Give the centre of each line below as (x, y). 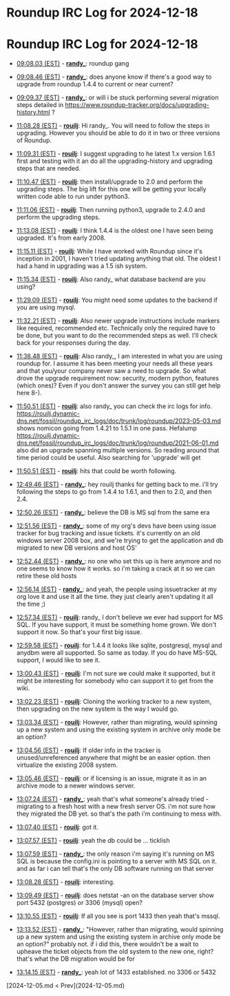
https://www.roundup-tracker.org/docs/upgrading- (137, 105)
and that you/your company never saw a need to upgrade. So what (111, 371)
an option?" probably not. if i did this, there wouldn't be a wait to (107, 944)
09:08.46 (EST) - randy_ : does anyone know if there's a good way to (114, 77)
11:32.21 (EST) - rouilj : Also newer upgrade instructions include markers (118, 321)
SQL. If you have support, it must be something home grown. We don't (116, 625)
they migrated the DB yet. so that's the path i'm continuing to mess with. (119, 814)
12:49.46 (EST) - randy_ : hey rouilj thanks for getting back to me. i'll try (117, 484)
